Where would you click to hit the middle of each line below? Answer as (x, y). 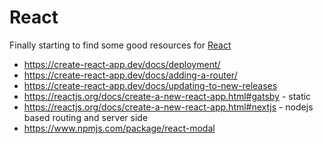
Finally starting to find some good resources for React (120, 45)
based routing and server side (86, 117)
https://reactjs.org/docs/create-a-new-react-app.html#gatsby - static (167, 96)
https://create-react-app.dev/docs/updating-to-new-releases (150, 85)
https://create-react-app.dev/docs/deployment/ (122, 64)
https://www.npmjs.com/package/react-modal (119, 128)
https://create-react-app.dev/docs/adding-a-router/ (130, 75)
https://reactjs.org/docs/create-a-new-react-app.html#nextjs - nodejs (168, 107)
